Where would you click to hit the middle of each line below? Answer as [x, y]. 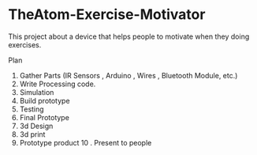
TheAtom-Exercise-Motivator [107, 15]
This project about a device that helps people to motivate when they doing [129, 36]
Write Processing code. [58, 84]
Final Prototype [44, 117]
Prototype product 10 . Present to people [86, 142]
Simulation [37, 92]
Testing [32, 109]
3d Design [36, 126]
